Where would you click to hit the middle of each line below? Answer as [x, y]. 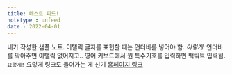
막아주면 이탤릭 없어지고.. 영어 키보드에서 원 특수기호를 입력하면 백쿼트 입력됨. [120, 56]
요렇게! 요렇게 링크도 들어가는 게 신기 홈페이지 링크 [75, 65]
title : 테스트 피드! [33, 14]
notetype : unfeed [34, 20]
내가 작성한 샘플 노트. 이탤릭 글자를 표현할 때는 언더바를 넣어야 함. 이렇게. [106, 47]
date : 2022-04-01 [34, 26]
